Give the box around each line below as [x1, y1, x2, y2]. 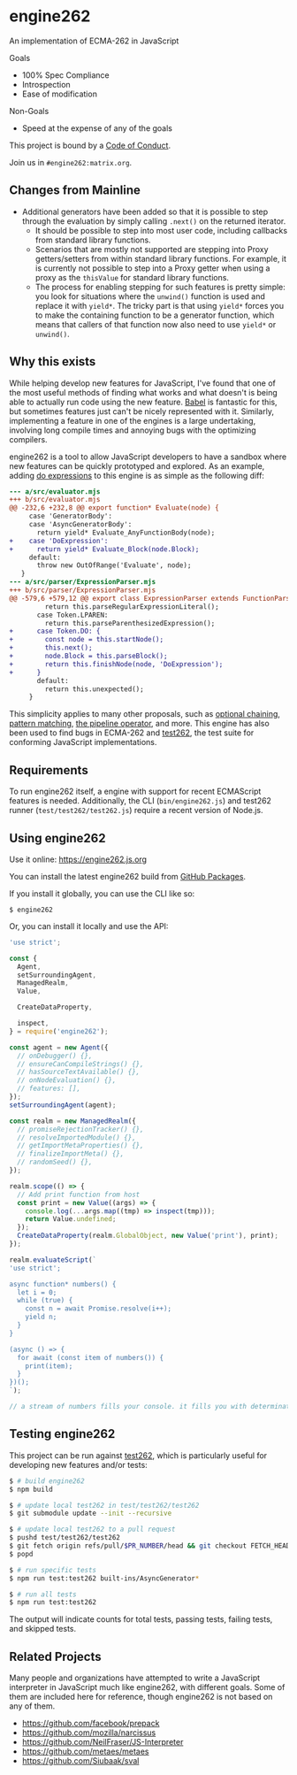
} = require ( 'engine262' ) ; [9, 1026, 109, 1036]
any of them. [9, 1701, 56, 1711]
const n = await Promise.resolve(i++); [25, 1304, 172, 1313]
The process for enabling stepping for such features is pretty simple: [34, 281, 286, 292]
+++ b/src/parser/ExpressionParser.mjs [9, 586, 156, 595]
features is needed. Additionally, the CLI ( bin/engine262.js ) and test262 [9, 795, 272, 806]
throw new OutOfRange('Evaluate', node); [36, 561, 192, 570]
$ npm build [9, 1485, 53, 1494]
